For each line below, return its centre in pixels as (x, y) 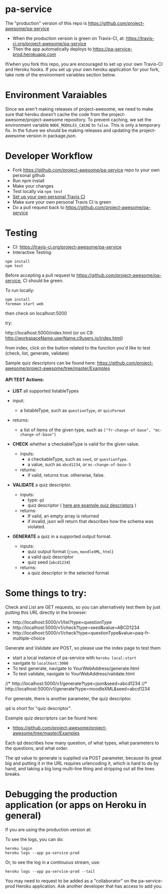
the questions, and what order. (37, 748)
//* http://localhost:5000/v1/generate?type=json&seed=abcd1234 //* (76, 683)
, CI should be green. (42, 281)
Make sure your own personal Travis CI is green (62, 202)
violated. (36, 526)
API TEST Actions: (25, 380)
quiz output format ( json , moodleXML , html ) (70, 551)
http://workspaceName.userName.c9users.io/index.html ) (64, 338)
